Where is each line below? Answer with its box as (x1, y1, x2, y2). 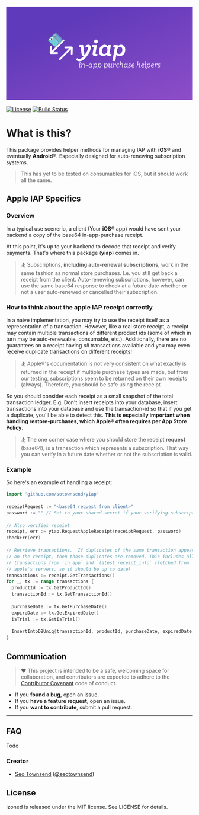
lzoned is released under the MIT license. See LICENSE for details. (6, 803, 168, 810)
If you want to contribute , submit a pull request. (14, 704, 132, 711)
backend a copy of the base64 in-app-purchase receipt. (6, 231, 144, 238)
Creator (6, 757, 29, 765)
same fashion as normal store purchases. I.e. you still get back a (20, 269, 178, 276)
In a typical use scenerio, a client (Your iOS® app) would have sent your (6, 225, 181, 232)
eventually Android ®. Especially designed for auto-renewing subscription (6, 152, 185, 159)
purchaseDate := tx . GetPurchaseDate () (11, 603, 108, 609)
